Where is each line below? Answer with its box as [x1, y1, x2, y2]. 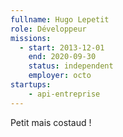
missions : [10, 33, 52, 43]
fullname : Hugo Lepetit [10, 14, 110, 25]
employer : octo [28, 71, 92, 81]
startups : [10, 80, 52, 90]
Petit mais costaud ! [10, 116, 92, 128]
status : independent [28, 61, 114, 71]
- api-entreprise [28, 89, 101, 99]
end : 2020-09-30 [28, 52, 97, 62]
